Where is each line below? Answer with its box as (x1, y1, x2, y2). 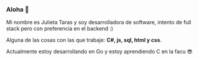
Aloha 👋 (6, 5, 29, 14)
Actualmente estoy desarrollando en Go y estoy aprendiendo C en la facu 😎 (6, 48, 193, 55)
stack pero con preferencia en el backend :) (6, 25, 114, 32)
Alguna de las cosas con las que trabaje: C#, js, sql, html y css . (6, 37, 162, 44)
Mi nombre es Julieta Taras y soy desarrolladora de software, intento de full (6, 19, 191, 26)
